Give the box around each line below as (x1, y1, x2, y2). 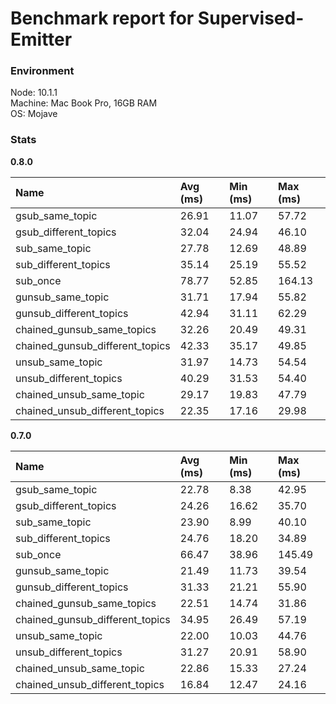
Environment (10, 64, 75, 78)
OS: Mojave (10, 108, 58, 120)
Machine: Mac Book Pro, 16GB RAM (10, 97, 158, 109)
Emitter (10, 28, 73, 51)
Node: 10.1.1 (10, 87, 58, 99)
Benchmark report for (10, 7, 195, 30)
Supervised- (197, 7, 305, 30)
